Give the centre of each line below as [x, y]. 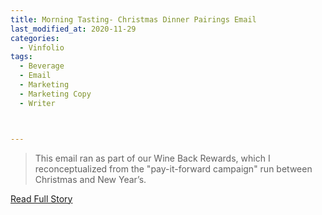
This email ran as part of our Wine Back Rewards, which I [152, 158]
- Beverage [42, 66]
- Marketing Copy [55, 94]
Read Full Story [41, 198]
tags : [21, 57]
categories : [35, 38]
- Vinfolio [42, 47]
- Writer [37, 103]
